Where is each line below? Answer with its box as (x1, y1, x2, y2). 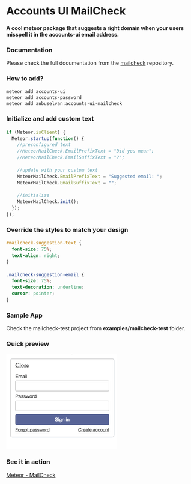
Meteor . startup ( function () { (11, 135, 85, 142)
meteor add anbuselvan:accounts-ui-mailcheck (6, 101, 122, 107)
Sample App (6, 311, 43, 319)
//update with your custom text (17, 167, 98, 173)
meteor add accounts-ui (6, 89, 66, 95)
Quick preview (6, 340, 50, 348)
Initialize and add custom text (6, 115, 94, 123)
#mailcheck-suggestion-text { (6, 240, 82, 246)
